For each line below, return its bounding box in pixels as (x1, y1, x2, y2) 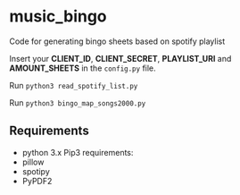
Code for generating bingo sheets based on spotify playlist (9, 36, 226, 47)
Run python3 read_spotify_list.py (9, 80, 138, 90)
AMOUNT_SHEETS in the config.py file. (9, 63, 156, 73)
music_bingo (9, 6, 107, 27)
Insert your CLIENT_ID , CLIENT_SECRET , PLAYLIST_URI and (9, 53, 232, 64)
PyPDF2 (21, 175, 53, 186)
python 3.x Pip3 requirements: (21, 147, 134, 157)
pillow (21, 157, 45, 167)
